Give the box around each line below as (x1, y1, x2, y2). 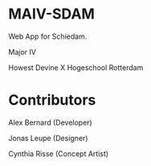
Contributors (8, 91, 96, 110)
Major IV (8, 47, 36, 56)
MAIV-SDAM (8, 5, 95, 23)
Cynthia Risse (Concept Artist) (8, 148, 109, 158)
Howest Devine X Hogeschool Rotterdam (8, 62, 144, 73)
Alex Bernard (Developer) (8, 118, 92, 127)
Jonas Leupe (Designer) (8, 133, 88, 143)
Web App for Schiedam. (8, 31, 88, 41)
